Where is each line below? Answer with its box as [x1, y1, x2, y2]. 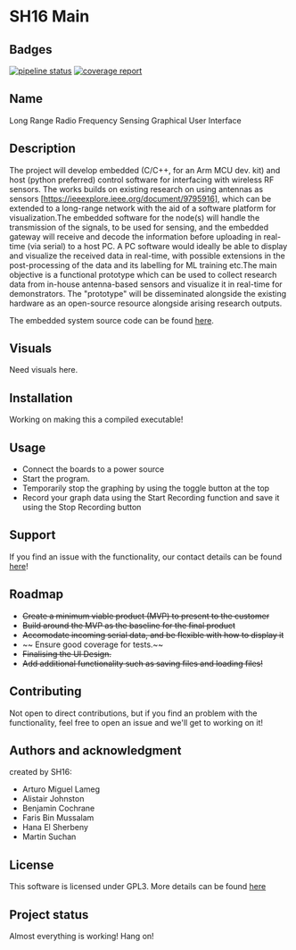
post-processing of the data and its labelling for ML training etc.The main [9, 259, 278, 270]
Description [9, 141, 76, 156]
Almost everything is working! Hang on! [9, 930, 154, 941]
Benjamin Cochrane [21, 803, 95, 814]
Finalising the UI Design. [21, 648, 111, 659]
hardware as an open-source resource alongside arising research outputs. [9, 298, 283, 308]
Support [9, 527, 56, 542]
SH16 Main [9, 6, 90, 27]
